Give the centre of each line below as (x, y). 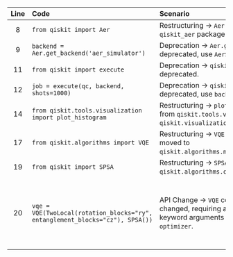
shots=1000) (51, 93)
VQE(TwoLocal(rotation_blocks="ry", (92, 213)
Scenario (174, 14)
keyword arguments (192, 217)
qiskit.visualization (195, 123)
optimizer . (176, 226)
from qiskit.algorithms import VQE (90, 143)
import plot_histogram (69, 117)
